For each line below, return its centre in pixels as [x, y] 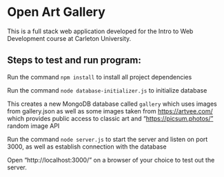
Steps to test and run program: [74, 60]
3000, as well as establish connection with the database [87, 147]
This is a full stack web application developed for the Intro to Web [100, 31]
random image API [33, 126]
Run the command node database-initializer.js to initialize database [107, 90]
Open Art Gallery [56, 12]
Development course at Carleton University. [69, 38]
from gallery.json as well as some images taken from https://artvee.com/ [110, 111]
